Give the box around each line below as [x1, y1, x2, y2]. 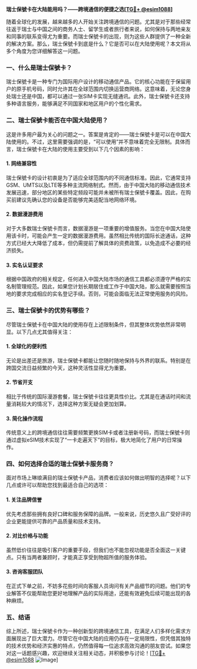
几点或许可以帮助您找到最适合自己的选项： [6, 482, 109, 489]
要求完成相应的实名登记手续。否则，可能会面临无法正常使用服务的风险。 [16, 290, 191, 297]
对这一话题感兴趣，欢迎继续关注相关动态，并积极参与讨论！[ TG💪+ [6, 650, 166, 657]
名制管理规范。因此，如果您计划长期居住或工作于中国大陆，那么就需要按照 [6, 283, 186, 290]
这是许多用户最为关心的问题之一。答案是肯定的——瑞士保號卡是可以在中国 [6, 130, 186, 137]
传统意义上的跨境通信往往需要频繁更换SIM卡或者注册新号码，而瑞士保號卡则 [6, 429, 191, 436]
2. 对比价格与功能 [6, 532, 49, 539]
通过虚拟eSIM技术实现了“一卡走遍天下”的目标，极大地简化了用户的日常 [6, 436, 177, 443]
